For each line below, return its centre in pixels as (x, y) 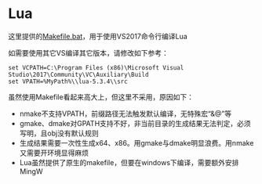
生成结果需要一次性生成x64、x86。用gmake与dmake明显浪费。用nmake (136, 143)
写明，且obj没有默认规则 (59, 133)
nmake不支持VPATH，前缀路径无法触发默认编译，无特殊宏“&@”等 (126, 114)
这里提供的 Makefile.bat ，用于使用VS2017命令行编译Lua (98, 36)
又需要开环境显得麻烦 (54, 153)
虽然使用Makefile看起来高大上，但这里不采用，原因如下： (101, 97)
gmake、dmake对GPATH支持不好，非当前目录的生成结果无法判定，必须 (135, 123)
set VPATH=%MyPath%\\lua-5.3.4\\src (68, 81)
